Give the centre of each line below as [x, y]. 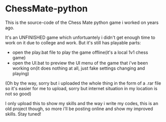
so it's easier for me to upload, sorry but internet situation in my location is [81, 88]
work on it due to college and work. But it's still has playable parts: [73, 42]
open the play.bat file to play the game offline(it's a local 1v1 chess [80, 52]
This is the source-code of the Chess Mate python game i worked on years [82, 22]
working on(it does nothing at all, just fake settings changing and [79, 68]
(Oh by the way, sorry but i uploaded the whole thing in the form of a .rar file [83, 83]
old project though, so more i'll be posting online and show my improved [79, 109]
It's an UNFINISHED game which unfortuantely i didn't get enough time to [80, 37]
